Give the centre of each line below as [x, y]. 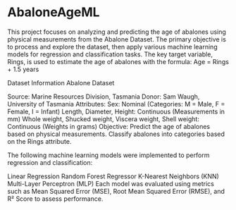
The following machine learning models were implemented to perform [108, 155]
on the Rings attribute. [39, 141]
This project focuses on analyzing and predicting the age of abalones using [117, 32]
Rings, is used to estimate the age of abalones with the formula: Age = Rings [118, 61]
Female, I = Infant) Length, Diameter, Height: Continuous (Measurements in [116, 111]
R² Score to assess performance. [55, 199]
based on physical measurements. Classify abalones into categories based [116, 134]
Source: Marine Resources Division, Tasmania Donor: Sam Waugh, [104, 97]
